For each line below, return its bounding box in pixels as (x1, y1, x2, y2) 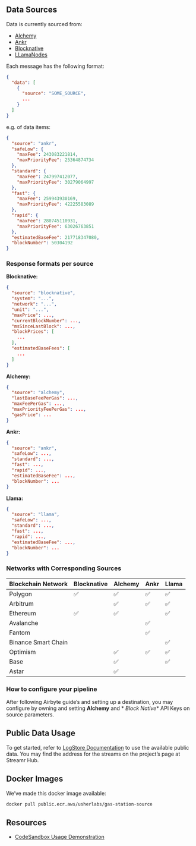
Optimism (9, 647, 36, 656)
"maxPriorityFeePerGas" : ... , (11, 407, 86, 413)
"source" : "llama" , (11, 511, 60, 518)
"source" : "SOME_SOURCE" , (21, 90, 86, 97)
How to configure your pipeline (6, 685, 97, 693)
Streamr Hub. (6, 756, 39, 763)
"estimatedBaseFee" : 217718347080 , (11, 234, 100, 240)
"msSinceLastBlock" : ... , (11, 323, 76, 329)
